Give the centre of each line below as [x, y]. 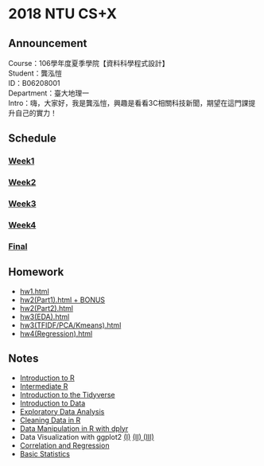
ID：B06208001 [34, 83]
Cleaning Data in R [50, 420]
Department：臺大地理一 [49, 93]
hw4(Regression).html [56, 333]
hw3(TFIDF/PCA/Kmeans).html [70, 325]
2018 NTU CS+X [63, 14]
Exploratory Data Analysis [62, 411]
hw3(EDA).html [45, 316]
